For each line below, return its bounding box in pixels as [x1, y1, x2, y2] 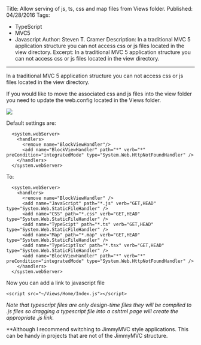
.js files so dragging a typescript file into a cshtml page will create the [6, 308, 178, 314]
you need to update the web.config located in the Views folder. [6, 97, 162, 104]
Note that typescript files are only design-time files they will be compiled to [6, 301, 192, 308]
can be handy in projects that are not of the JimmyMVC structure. [6, 332, 168, 339]
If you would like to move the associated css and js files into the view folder [6, 90, 193, 97]
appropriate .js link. [6, 314, 54, 321]
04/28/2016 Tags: [6, 11, 50, 19]
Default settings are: [6, 119, 56, 127]
